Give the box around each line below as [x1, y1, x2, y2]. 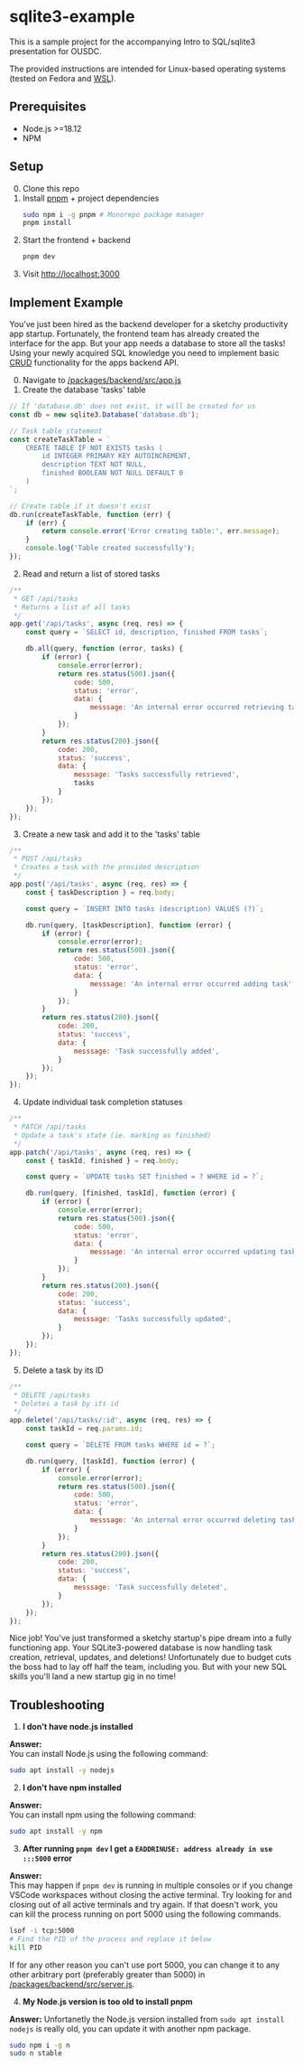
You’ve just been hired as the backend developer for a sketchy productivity [9, 319, 289, 329]
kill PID [9, 1943, 42, 1952]
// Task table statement [9, 427, 103, 436]
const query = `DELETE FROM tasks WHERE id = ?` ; [25, 1441, 216, 1450]
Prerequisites [9, 99, 87, 115]
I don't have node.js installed [22, 1722, 133, 1732]
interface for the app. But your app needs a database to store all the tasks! [9, 338, 286, 349]
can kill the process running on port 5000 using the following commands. [9, 1909, 282, 1920]
